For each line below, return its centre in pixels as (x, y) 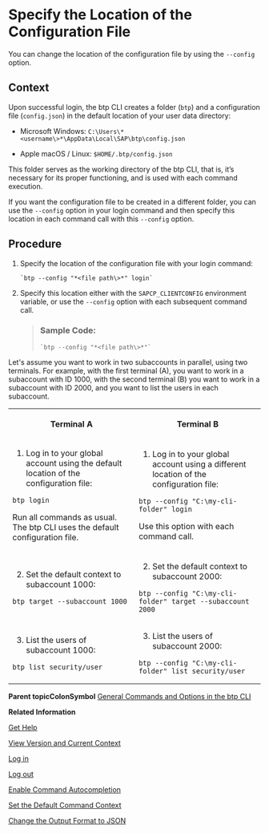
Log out (21, 774)
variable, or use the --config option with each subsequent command (133, 301)
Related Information (42, 712)
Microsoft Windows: (53, 131)
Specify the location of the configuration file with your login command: (137, 263)
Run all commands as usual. (65, 517)
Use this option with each (187, 526)
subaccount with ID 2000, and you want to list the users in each (113, 387)
